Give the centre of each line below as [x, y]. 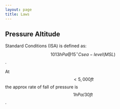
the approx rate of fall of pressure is [41, 87]
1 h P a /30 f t [83, 94]
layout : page [19, 10]
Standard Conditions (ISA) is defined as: [46, 46]
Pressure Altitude [33, 34]
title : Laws [17, 14]
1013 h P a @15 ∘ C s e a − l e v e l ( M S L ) [83, 54]
